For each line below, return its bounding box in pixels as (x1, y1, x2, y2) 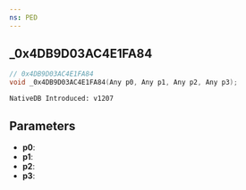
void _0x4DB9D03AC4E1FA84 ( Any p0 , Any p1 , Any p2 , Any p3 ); (9, 78, 239, 87)
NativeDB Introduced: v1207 (9, 95, 115, 103)
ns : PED (9, 12, 38, 22)
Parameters (9, 118, 76, 134)
